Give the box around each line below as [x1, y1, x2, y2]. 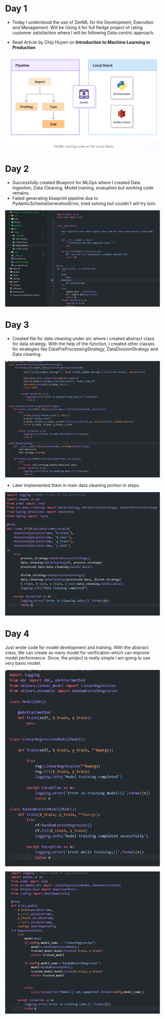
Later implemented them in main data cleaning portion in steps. [12, 482, 140, 488]
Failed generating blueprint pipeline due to [12, 195, 98, 201]
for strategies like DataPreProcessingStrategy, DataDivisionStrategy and [12, 346, 158, 352]
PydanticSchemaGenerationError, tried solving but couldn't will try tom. [12, 200, 156, 207]
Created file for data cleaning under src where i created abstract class [12, 335, 155, 341]
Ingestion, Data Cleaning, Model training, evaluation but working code [12, 185, 154, 191]
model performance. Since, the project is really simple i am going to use [5, 655, 151, 661]
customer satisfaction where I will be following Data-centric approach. [12, 30, 155, 35]
